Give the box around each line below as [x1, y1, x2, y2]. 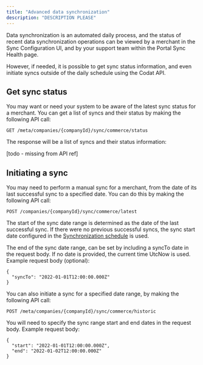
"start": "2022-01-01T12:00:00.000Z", [12, 342, 111, 349]
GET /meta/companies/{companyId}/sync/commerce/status [6, 127, 148, 134]
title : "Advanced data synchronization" [6, 9, 111, 15]
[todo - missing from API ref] [6, 150, 78, 157]
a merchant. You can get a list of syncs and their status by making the [6, 109, 181, 116]
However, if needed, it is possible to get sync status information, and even [6, 62, 192, 70]
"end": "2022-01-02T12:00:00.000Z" [12, 348, 102, 354]
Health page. [6, 51, 39, 58]
